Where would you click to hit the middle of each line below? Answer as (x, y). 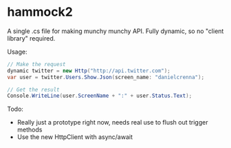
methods (30, 130)
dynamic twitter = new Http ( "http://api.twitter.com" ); (89, 71)
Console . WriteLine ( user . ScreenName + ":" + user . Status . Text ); (100, 96)
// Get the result (33, 89)
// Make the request (37, 64)
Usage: (17, 52)
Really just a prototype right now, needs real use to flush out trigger (112, 123)
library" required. (31, 38)
